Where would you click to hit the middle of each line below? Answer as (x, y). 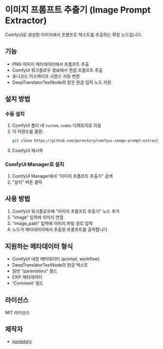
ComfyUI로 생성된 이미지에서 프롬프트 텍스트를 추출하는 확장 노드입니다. (74, 34)
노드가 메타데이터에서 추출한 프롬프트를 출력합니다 (60, 230)
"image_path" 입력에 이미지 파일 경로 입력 (52, 223)
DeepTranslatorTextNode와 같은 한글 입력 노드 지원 (62, 82)
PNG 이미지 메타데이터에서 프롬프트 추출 (50, 64)
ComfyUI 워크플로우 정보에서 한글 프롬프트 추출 (57, 70)
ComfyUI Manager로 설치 (35, 165)
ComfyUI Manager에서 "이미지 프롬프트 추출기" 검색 (62, 176)
